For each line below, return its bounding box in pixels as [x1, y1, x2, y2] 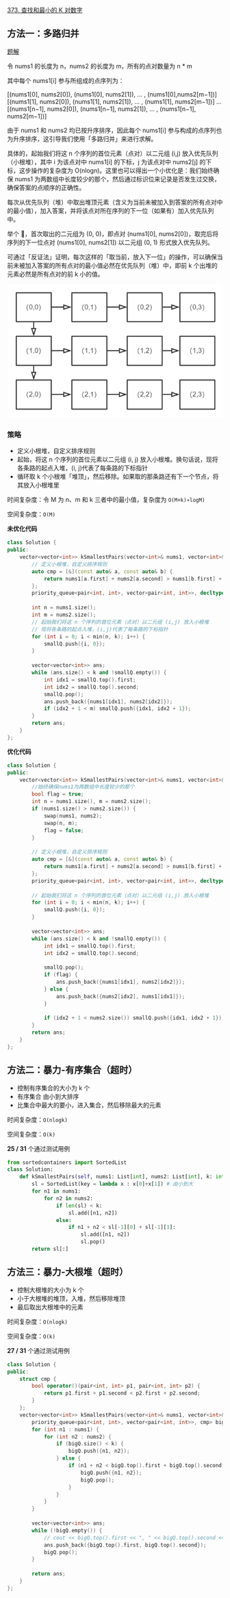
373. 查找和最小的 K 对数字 [7, 6, 83, 14]
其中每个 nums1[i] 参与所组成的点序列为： [7, 76, 125, 84]
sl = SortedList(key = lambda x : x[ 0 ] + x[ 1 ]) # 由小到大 [31, 1180, 194, 1188]
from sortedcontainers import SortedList [7, 1159, 127, 1166]
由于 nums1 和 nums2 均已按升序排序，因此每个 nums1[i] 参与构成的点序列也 [7, 126, 222, 134]
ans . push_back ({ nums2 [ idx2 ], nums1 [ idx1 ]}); [55, 993, 186, 1000]
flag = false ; [43, 827, 84, 834]
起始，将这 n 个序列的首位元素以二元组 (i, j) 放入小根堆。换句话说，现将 [16, 455, 218, 464]
